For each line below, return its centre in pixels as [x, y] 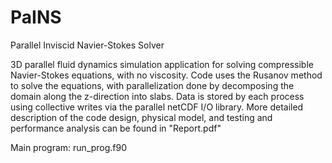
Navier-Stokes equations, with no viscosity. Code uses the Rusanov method [166, 75]
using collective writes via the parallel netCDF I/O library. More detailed [157, 107]
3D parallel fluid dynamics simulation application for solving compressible [162, 64]
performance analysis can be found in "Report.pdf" [116, 128]
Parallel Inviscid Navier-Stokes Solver [87, 45]
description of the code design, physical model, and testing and [141, 117]
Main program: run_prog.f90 [69, 147]
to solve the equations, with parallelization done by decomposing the [152, 85]
